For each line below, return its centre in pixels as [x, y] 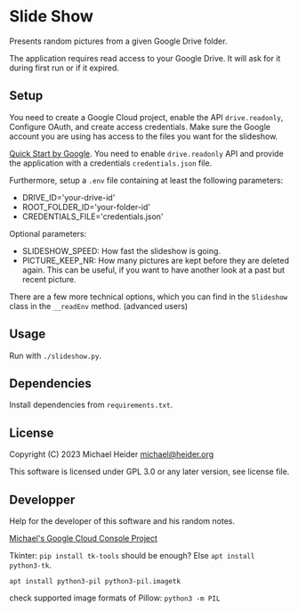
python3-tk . [30, 565]
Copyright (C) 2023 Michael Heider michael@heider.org [112, 454]
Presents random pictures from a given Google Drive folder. [118, 41]
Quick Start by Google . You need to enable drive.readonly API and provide [147, 153]
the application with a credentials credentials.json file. [111, 163]
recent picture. [49, 279]
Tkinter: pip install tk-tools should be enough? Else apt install [132, 555]
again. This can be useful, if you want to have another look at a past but [153, 270]
